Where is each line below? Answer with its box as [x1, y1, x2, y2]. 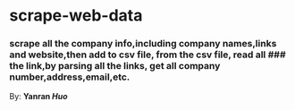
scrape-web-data [9, 5, 143, 26]
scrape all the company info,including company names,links [9, 38, 277, 50]
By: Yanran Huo [9, 91, 69, 102]
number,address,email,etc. [9, 71, 131, 83]
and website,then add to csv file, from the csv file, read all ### [9, 48, 286, 61]
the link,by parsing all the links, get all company [9, 60, 221, 72]
